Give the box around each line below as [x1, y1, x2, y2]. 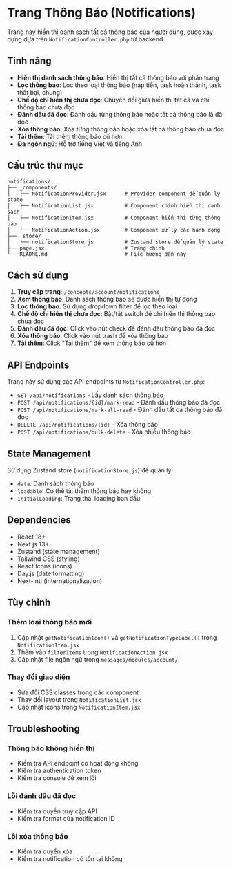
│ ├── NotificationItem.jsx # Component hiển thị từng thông [7, 214, 221, 221]
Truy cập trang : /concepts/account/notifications [17, 288, 160, 296]
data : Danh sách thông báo [17, 479, 94, 488]
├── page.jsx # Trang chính [7, 244, 165, 252]
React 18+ [17, 533, 46, 541]
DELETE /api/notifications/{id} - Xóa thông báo [17, 420, 159, 429]
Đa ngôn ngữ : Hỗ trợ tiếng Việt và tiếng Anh [17, 140, 143, 148]
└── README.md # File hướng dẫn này [7, 250, 187, 257]
